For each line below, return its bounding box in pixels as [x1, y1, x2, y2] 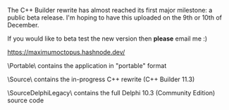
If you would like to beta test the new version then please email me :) [7, 34, 208, 43]
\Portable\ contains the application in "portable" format [7, 62, 167, 69]
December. [7, 21, 39, 29]
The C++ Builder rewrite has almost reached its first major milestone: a [7, 6, 213, 14]
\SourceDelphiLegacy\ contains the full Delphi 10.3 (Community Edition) [7, 89, 216, 97]
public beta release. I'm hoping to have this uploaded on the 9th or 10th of [7, 13, 222, 22]
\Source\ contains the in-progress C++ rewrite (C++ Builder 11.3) [7, 75, 195, 83]
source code [7, 96, 44, 104]
